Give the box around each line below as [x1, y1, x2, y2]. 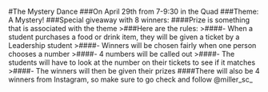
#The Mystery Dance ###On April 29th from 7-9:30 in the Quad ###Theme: [8, 6, 259, 16]
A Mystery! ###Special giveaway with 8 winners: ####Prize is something [8, 15, 250, 25]
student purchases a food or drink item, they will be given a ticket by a [8, 32, 240, 42]
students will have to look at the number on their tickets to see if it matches [8, 58, 256, 67]
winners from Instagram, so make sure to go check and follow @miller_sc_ [8, 74, 254, 84]
